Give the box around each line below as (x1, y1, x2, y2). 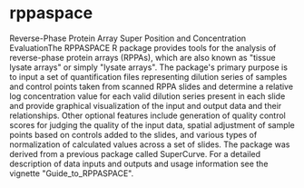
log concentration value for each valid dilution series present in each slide (9, 90, 286, 102)
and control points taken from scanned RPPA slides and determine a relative (9, 81, 293, 92)
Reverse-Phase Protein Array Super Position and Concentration (9, 33, 247, 44)
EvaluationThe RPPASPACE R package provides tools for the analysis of (9, 42, 277, 53)
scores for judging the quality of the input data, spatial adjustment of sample (9, 119, 295, 130)
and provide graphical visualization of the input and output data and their (9, 100, 282, 111)
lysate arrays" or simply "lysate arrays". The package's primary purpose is (9, 62, 289, 73)
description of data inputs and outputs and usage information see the (9, 158, 269, 169)
